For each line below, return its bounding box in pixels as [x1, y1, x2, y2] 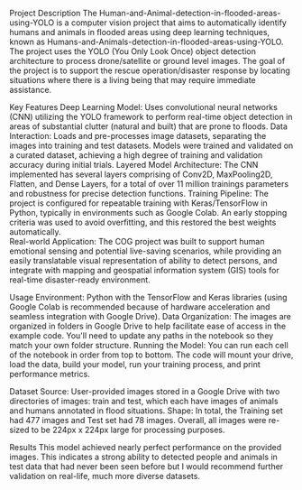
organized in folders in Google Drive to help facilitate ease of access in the [9, 320, 287, 331]
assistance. [9, 85, 52, 95]
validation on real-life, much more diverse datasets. [9, 471, 201, 481]
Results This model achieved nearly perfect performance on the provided [9, 442, 282, 452]
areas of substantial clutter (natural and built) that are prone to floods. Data [9, 121, 288, 132]
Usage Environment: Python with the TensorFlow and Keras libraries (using [9, 292, 288, 302]
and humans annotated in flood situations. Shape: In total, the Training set [9, 405, 284, 416]
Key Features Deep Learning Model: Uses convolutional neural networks [9, 102, 278, 112]
